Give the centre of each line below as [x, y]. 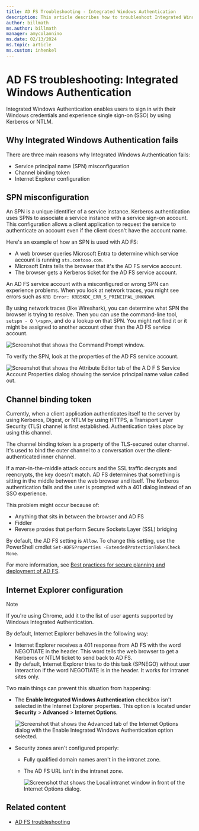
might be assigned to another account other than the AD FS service [88, 327]
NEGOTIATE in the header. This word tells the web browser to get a [97, 651]
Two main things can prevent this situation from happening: [78, 688]
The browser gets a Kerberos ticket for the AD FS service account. [96, 273]
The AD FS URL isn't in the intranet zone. [73, 771]
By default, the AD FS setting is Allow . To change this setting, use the [90, 541]
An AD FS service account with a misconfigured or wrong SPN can [87, 284]
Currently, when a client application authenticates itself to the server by [93, 414]
